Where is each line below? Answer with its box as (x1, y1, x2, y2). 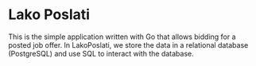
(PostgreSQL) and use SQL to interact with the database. (8, 49, 194, 58)
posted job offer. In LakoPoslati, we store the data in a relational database (8, 40, 249, 49)
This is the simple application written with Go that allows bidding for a (8, 32, 236, 41)
